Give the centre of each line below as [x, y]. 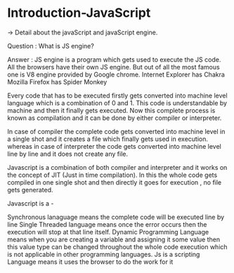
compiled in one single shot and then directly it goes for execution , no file [115, 182]
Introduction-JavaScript [79, 13]
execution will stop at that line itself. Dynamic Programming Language [108, 232]
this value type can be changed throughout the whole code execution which [117, 246]
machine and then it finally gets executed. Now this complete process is [111, 110]
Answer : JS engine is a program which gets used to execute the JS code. [114, 59]
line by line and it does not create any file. [68, 154]
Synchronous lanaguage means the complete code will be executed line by [116, 217]
